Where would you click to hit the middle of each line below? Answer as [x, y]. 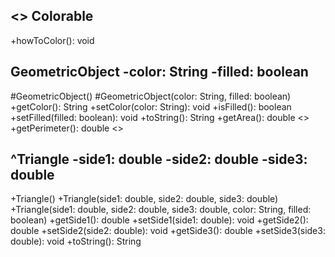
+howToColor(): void [52, 40]
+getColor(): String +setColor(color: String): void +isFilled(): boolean [151, 106]
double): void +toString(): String [76, 241]
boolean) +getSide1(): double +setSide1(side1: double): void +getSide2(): [159, 220]
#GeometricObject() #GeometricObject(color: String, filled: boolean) [151, 96]
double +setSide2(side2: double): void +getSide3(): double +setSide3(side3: [168, 231]
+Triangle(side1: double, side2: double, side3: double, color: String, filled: [161, 210]
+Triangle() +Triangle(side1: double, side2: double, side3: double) [144, 199]
